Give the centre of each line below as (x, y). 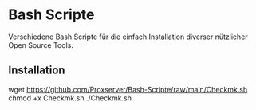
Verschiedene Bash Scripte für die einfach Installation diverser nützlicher (128, 37)
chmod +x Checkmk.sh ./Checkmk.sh (70, 98)
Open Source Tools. (41, 45)
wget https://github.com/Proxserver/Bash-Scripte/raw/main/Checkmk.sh (128, 89)
